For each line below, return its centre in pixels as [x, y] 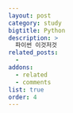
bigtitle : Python [37, 30]
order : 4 [23, 97]
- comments [33, 82]
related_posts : [33, 53]
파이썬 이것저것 [36, 45]
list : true [26, 90]
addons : [21, 68]
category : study [35, 23]
